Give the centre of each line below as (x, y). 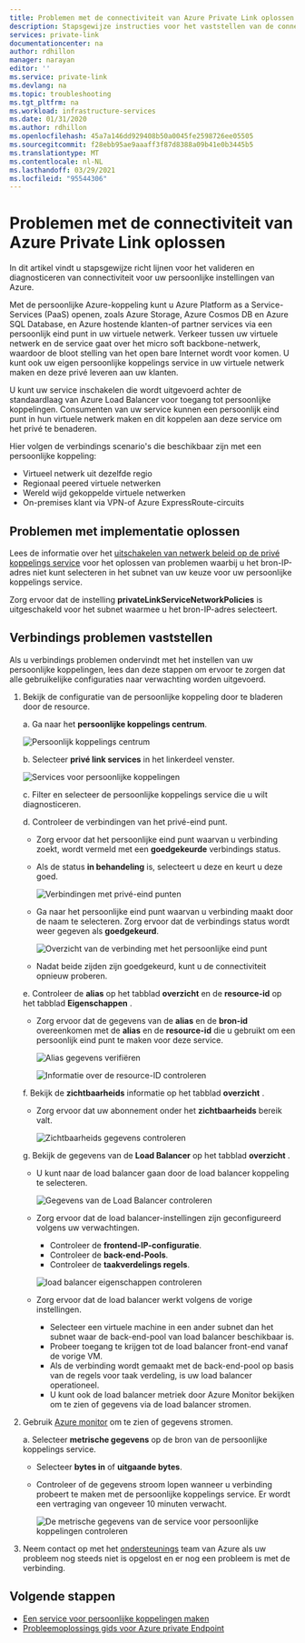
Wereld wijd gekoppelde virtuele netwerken (104, 493)
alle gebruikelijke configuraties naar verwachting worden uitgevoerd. (138, 679)
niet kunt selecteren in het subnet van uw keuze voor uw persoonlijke (162, 572)
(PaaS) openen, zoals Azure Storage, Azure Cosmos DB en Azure (166, 315)
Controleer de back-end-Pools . (109, 1255)
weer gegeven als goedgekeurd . (97, 931)
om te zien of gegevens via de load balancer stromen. (150, 1404)
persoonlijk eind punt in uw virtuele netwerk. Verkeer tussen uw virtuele (144, 334)
